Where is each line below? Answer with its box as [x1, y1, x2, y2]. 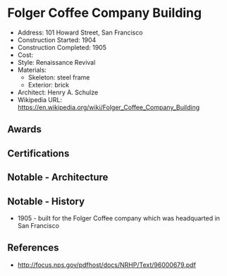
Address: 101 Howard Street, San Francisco [17, 28, 143, 37]
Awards [7, 123, 42, 135]
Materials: [17, 65, 47, 74]
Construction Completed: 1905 [17, 43, 107, 51]
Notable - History [7, 195, 85, 207]
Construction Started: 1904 [17, 35, 97, 44]
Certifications [7, 147, 70, 159]
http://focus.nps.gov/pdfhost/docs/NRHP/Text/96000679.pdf [17, 261, 196, 269]
